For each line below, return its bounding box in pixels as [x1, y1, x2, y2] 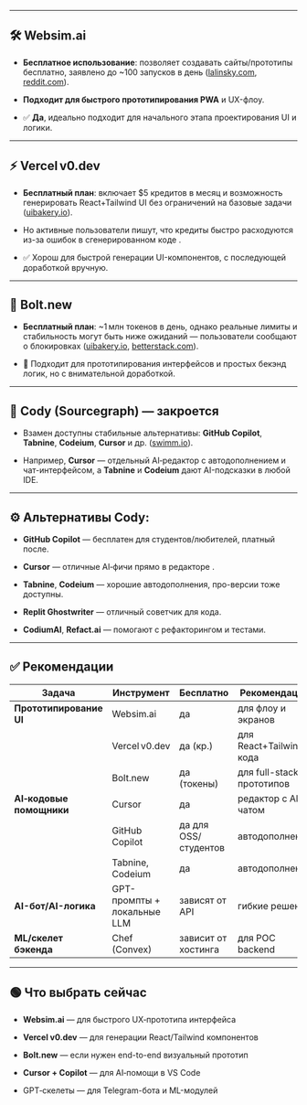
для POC [237, 931, 276, 944]
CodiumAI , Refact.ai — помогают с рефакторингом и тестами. [22, 624, 267, 636]
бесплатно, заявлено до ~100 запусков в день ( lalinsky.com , [22, 66, 258, 78]
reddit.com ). [22, 76, 69, 87]
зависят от [179, 894, 227, 907]
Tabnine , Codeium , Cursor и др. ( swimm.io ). [22, 437, 194, 448]
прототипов [237, 777, 291, 789]
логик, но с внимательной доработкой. [22, 368, 175, 380]
